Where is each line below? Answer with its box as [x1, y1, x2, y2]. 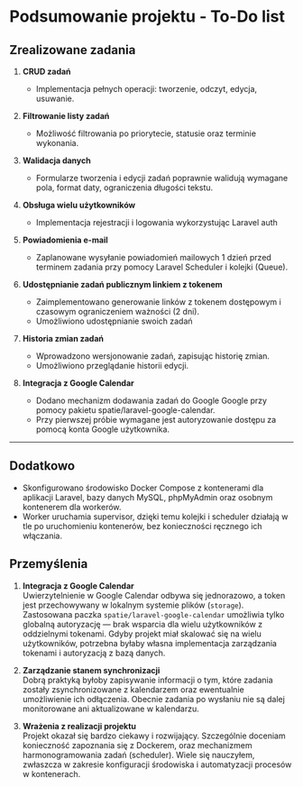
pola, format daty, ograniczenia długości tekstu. [35, 182, 214, 193]
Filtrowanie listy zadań [22, 111, 110, 121]
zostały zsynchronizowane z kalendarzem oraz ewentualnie [22, 683, 245, 695]
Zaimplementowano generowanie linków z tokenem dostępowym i [35, 297, 281, 307]
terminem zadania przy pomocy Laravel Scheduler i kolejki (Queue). [35, 261, 289, 272]
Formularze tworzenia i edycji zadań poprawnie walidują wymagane [35, 173, 289, 183]
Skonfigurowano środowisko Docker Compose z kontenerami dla [22, 482, 264, 493]
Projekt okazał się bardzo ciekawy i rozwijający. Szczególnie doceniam [22, 730, 286, 741]
